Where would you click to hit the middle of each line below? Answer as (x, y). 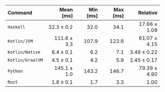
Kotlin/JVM (20, 41)
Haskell (16, 27)
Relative (148, 13)
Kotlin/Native (24, 52)
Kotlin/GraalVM (25, 60)
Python (15, 71)
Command (20, 13)
